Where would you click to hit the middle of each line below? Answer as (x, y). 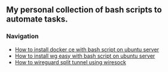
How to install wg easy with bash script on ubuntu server (85, 56)
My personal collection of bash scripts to (84, 10)
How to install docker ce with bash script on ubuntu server (87, 49)
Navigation (22, 37)
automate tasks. (37, 19)
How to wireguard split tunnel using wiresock (71, 62)
